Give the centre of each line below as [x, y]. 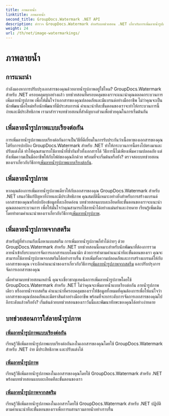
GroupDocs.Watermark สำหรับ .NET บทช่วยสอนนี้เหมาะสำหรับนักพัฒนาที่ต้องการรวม [81, 247]
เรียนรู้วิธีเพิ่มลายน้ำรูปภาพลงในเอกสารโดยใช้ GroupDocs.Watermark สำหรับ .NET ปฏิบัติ [83, 403]
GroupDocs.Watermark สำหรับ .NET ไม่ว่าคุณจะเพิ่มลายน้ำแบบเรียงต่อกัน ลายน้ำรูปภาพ [82, 285]
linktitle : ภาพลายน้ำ [26, 15]
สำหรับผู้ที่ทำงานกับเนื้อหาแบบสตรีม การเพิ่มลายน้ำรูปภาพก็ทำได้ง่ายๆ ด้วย [65, 241]
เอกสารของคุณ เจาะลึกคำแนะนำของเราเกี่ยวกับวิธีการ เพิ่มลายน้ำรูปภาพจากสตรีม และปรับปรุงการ [83, 264]
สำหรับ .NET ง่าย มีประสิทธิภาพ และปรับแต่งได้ [44, 349]
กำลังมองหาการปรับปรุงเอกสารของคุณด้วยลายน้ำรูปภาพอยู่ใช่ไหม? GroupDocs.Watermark [84, 89]
